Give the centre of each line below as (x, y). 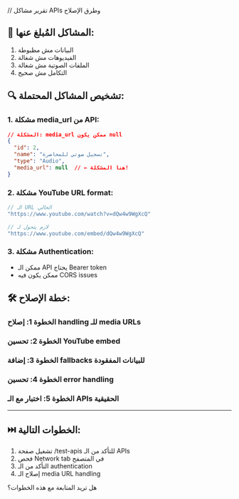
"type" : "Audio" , (39, 161)
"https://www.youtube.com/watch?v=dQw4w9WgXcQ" (79, 214)
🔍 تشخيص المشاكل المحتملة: (66, 96)
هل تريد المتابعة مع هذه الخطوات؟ (52, 487)
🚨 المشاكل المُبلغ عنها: (51, 32)
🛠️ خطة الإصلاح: (39, 298)
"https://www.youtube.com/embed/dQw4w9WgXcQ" (76, 233)
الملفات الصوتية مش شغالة (54, 65)
